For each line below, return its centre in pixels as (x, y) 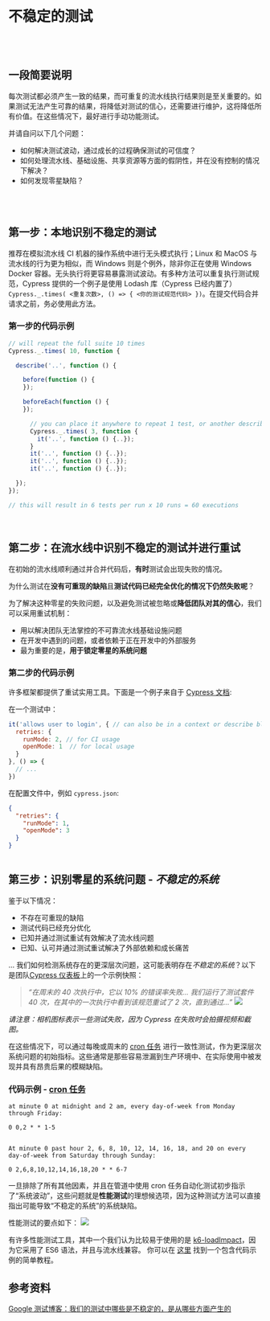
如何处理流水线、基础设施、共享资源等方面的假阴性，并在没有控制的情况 (139, 160)
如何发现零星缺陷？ (52, 180)
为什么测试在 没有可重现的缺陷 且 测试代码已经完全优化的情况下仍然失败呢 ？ (131, 586)
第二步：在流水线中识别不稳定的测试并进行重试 (125, 548)
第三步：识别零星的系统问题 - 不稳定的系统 (114, 880)
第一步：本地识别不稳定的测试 (82, 233)
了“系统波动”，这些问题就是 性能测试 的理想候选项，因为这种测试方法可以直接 (135, 1196)
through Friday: (35, 1114)
